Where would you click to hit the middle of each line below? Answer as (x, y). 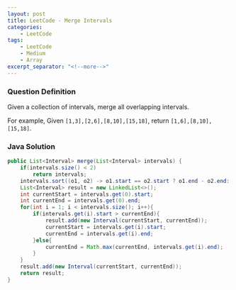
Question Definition (42, 91)
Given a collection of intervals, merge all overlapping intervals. (99, 106)
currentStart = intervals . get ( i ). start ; (106, 227)
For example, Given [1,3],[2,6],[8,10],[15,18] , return (88, 121)
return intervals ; (60, 174)
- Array (31, 60)
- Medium (33, 54)
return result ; (43, 274)
